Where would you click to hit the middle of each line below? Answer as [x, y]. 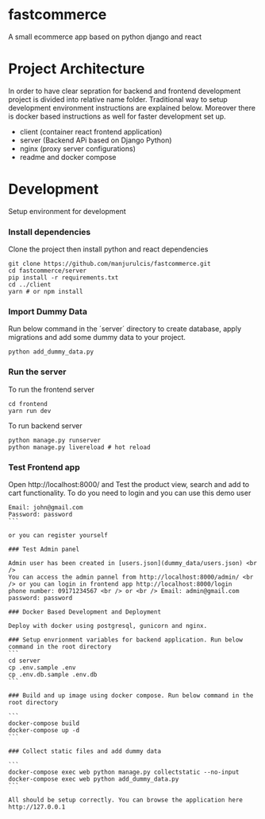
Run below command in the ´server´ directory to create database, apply [125, 329]
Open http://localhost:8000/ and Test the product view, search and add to [129, 484]
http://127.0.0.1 [37, 807]
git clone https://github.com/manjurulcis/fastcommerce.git [110, 264]
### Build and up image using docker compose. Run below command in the [131, 696]
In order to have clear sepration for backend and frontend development [125, 91]
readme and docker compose [68, 157]
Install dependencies [50, 232]
